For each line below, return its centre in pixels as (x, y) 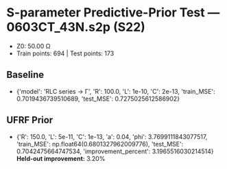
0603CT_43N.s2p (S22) (76, 27)
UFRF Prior (30, 120)
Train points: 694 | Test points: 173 (65, 53)
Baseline (25, 75)
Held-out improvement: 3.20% (61, 158)
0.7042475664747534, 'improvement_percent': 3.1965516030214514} (115, 151)
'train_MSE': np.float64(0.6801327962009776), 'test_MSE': (100, 144)
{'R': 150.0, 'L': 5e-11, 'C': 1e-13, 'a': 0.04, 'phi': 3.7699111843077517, (112, 136)
